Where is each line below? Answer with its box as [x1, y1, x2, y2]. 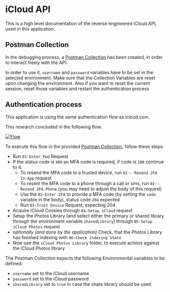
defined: [5, 260, 23, 267]
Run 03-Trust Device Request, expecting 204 [20, 202, 116, 208]
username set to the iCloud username [12, 270, 89, 276]
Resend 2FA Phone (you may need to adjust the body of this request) [20, 186, 162, 192]
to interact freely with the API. [5, 60, 68, 66]
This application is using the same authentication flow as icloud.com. [5, 113, 150, 120]
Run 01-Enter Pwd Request [12, 153, 69, 159]
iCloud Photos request [12, 223, 60, 229]
